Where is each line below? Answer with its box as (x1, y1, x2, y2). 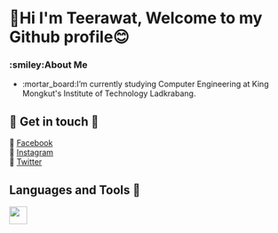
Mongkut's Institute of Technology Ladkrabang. (21, 88, 196, 99)
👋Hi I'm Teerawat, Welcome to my (9, 8, 263, 28)
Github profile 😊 (9, 27, 131, 47)
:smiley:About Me (9, 59, 88, 71)
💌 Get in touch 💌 (9, 114, 99, 129)
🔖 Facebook (9, 138, 53, 149)
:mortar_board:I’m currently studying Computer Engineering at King (21, 79, 269, 90)
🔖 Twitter (9, 157, 43, 167)
